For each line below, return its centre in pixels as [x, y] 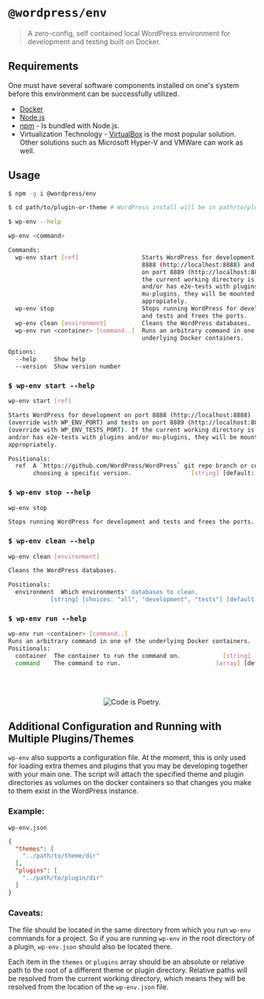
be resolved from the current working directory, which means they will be [127, 979]
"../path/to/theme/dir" [61, 856]
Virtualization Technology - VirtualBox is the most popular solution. [128, 134]
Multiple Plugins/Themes [71, 739]
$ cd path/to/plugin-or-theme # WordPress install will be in [112, 208]
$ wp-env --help [35, 222]
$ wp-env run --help [48, 618]
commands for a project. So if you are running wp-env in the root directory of [132, 938]
